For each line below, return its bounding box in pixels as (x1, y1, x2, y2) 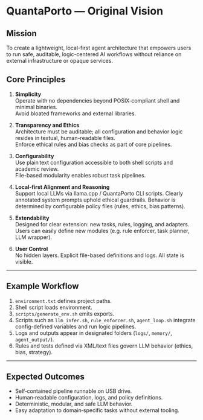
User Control (14, 245, 48, 252)
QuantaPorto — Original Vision (6, 4, 164, 18)
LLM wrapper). (14, 234, 53, 241)
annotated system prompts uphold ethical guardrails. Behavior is (14, 196, 176, 203)
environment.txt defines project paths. (14, 297, 112, 304)
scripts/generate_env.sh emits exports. (14, 310, 115, 317)
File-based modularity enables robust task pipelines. (14, 171, 146, 179)
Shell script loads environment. (14, 304, 92, 311)
